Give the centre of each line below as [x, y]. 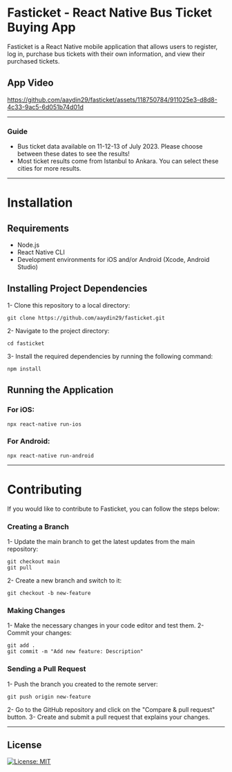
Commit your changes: [40, 633]
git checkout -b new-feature [49, 593]
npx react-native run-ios [44, 424]
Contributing [45, 490]
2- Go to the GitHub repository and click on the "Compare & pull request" [111, 709]
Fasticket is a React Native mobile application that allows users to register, [113, 46]
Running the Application [60, 390]
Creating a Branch [38, 527]
